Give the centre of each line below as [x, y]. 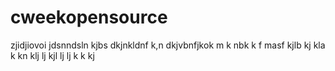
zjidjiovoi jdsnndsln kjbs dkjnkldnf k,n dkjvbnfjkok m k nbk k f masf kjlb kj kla [168, 45]
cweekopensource [89, 17]
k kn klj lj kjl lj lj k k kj [52, 55]
